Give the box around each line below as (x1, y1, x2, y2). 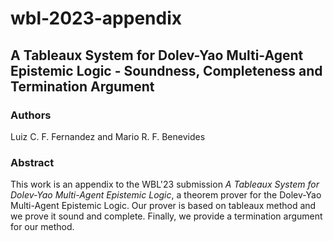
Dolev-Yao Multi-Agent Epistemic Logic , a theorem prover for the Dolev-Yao (10, 189, 322, 201)
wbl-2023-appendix (10, 7, 183, 30)
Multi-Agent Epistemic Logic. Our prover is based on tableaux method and (10, 200, 317, 212)
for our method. (10, 221, 75, 233)
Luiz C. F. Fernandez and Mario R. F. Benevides (10, 130, 206, 142)
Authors (10, 108, 52, 122)
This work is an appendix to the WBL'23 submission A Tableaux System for (10, 178, 320, 191)
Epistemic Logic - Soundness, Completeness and (10, 62, 323, 79)
